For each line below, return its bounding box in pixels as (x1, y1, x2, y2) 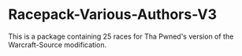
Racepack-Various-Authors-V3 (8, 6, 218, 24)
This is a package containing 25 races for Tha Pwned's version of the (8, 32, 234, 41)
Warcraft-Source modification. (8, 39, 107, 49)
